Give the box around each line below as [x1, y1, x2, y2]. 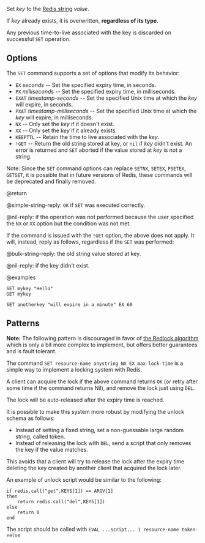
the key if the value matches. [15, 446, 89, 453]
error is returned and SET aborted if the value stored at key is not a [15, 146, 182, 154]
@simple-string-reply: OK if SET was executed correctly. [6, 201, 146, 209]
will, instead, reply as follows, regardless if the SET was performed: [6, 238, 174, 245]
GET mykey [6, 291, 32, 297]
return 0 [17, 509, 40, 515]
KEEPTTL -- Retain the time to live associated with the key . [15, 133, 160, 140]
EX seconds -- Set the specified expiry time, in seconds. [15, 81, 157, 88]
